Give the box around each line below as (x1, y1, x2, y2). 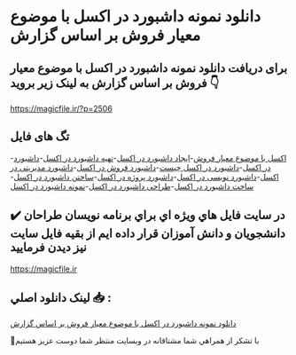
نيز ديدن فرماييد (10, 240, 87, 255)
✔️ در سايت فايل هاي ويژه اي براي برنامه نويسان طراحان (10, 208, 286, 223)
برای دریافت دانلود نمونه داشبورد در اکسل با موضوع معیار (10, 60, 288, 75)
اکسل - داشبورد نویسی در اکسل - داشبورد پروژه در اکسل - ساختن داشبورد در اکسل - (10, 171, 279, 182)
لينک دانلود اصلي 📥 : (10, 290, 112, 305)
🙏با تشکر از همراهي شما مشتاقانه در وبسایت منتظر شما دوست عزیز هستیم (10, 335, 260, 346)
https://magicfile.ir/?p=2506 (10, 104, 113, 114)
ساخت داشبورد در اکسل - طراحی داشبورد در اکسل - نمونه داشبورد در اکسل (10, 180, 254, 192)
